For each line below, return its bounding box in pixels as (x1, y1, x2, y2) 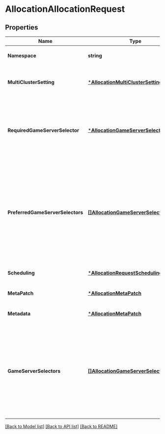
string (87, 52, 102, 59)
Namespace (7, 52, 37, 59)
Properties (5, 23, 38, 32)
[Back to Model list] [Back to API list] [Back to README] (5, 424, 118, 429)
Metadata (7, 310, 31, 317)
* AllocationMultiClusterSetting (87, 79, 163, 85)
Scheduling (7, 270, 35, 276)
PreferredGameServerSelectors (7, 209, 83, 216)
